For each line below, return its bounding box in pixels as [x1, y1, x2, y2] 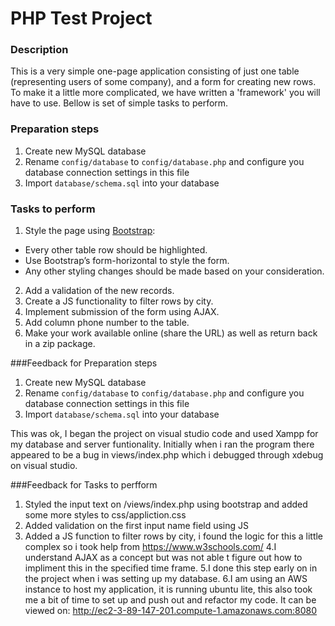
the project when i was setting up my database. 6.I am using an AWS [24, 573, 308, 585]
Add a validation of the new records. [24, 285, 175, 297]
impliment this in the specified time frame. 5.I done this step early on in [24, 562, 318, 574]
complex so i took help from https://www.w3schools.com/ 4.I [24, 541, 277, 553]
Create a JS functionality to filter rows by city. [24, 295, 214, 307]
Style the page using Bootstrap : [24, 225, 156, 237]
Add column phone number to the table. [24, 317, 190, 329]
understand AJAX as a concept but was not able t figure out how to [24, 552, 303, 564]
